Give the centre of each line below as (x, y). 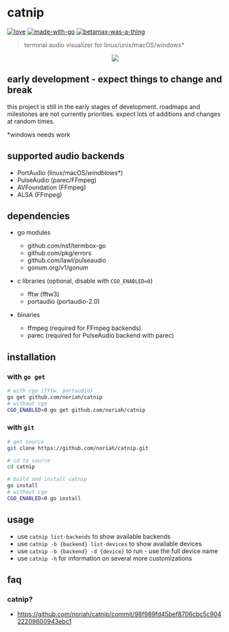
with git (21, 428)
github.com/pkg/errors (59, 253)
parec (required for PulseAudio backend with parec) (101, 336)
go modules (34, 233)
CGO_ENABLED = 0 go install (44, 498)
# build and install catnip (47, 479)
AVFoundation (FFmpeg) (51, 187)
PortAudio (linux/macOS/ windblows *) (70, 172)
